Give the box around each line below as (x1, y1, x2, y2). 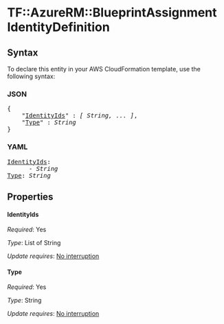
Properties (7, 191, 54, 202)
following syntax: (7, 72, 56, 80)
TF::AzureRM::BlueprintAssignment (7, 5, 218, 21)
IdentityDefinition (7, 19, 110, 35)
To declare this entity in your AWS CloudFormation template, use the (7, 65, 201, 73)
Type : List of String (7, 239, 61, 247)
